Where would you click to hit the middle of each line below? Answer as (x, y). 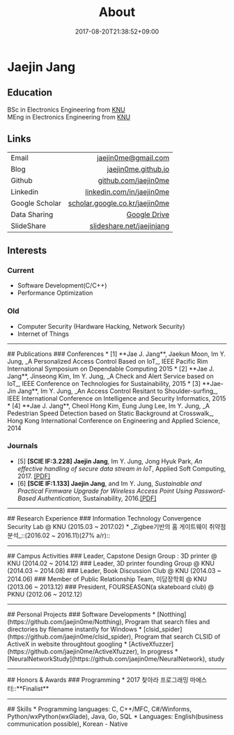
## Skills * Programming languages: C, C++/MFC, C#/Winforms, (99, 708)
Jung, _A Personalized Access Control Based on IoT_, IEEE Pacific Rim (108, 361)
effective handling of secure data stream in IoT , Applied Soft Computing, (122, 468)
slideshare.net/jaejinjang (130, 225)
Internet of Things (43, 334)
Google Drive (148, 214)
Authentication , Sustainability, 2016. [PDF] (97, 498)
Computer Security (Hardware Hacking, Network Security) (101, 326)
